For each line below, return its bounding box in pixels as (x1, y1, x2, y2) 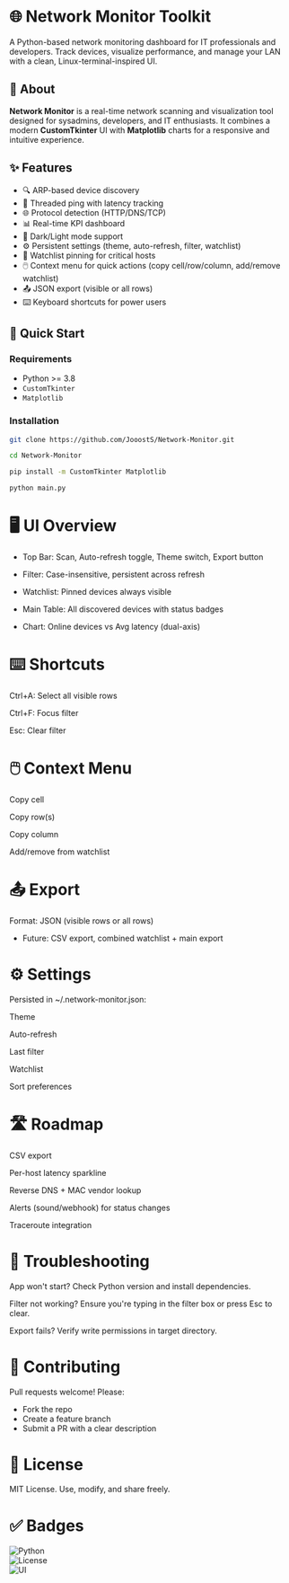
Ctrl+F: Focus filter (9, 707, 79, 718)
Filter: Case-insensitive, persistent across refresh (22, 569, 205, 579)
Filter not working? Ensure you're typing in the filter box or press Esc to (9, 1298, 273, 1309)
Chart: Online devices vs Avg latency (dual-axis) (22, 621, 201, 632)
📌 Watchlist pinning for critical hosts (22, 250, 156, 261)
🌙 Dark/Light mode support (22, 231, 124, 242)
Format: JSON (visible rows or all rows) (9, 915, 154, 926)
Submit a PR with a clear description (22, 1422, 157, 1434)
